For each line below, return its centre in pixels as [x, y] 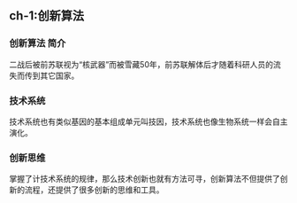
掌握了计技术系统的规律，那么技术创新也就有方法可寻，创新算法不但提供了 [145, 179]
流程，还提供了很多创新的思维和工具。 [94, 190]
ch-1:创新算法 [47, 16]
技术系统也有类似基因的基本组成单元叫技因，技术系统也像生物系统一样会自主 [148, 121]
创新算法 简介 [38, 43]
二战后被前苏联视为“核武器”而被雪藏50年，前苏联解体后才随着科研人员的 [141, 64]
